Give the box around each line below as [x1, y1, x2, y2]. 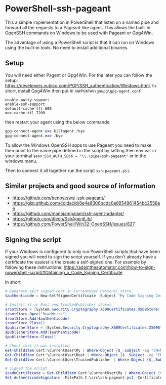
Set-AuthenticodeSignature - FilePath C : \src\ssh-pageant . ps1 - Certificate [5, 375, 163, 381]
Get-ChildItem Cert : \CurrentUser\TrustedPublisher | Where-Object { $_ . [5, 357, 156, 362]
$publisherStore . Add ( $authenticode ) [5, 330, 81, 335]
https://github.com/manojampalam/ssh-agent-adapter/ [12, 211, 124, 216]
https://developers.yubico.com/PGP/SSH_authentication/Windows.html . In [5, 83, 156, 88]
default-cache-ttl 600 [5, 106, 52, 111]
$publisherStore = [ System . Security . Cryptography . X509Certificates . [5, 325, 149, 330]
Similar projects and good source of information [5, 181, 156, 190]
